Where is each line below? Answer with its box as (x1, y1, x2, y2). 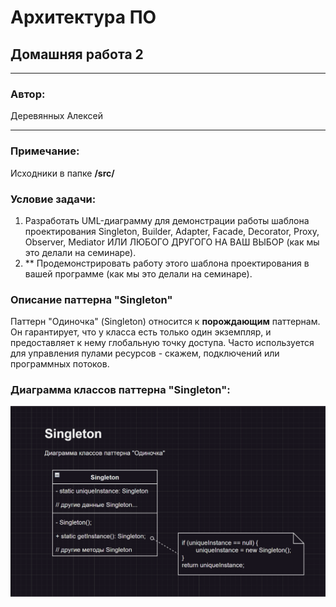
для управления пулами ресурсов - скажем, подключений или (10, 347, 280, 360)
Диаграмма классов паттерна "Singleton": (10, 383, 231, 397)
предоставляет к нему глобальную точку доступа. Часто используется (10, 337, 315, 349)
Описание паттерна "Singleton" (10, 292, 173, 306)
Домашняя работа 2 (10, 46, 144, 63)
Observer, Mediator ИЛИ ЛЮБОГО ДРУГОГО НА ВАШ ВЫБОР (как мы (24, 236, 320, 248)
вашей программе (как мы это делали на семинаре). (24, 267, 253, 280)
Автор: (10, 87, 46, 101)
